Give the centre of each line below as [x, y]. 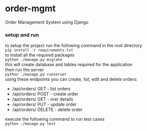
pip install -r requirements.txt [39, 50]
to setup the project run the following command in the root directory [73, 46]
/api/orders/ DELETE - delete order [47, 110]
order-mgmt [30, 9]
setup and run [22, 35]
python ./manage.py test [30, 124]
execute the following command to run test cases [55, 119]
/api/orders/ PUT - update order [44, 105]
